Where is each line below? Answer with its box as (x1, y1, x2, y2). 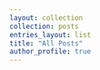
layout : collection (9, 13, 84, 23)
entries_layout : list (9, 30, 92, 39)
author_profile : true (9, 47, 92, 56)
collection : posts (9, 22, 79, 31)
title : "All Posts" (9, 38, 84, 48)
